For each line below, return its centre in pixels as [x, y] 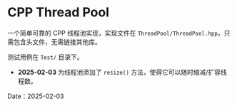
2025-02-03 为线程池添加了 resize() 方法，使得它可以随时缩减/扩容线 [122, 72]
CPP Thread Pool [58, 12]
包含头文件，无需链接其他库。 [57, 42]
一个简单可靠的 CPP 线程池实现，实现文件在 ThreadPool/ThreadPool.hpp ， [116, 33]
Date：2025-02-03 [36, 96]
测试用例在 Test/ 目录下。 [45, 57]
